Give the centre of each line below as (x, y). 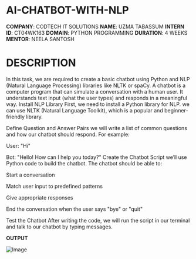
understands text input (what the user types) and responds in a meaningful (97, 98)
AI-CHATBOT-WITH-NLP (67, 10)
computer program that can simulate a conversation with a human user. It (94, 91)
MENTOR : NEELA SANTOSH (40, 39)
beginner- (176, 110)
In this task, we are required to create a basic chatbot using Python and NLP (98, 79)
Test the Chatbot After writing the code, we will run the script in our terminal (98, 220)
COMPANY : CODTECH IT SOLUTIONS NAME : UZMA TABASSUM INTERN (95, 26)
